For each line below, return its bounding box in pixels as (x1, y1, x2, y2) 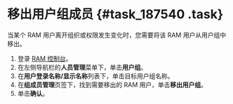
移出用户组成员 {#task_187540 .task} (7, 6, 224, 22)
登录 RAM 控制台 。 (17, 54, 72, 63)
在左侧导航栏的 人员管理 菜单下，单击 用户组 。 (17, 63, 147, 71)
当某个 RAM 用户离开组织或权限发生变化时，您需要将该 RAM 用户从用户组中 (7, 31, 227, 39)
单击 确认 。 (17, 89, 49, 98)
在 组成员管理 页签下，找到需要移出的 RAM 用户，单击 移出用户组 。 (17, 80, 207, 89)
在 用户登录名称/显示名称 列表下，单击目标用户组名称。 (17, 71, 174, 80)
